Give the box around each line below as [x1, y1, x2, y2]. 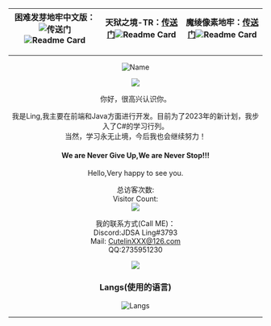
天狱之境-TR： [105, 17, 162, 27]
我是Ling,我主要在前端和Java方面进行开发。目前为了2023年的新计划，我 [11, 111, 252, 120]
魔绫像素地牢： [185, 17, 243, 27]
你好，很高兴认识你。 [100, 94, 171, 103]
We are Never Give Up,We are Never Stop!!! [61, 150, 210, 160]
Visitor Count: [112, 194, 159, 204]
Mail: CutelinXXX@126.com [90, 236, 181, 246]
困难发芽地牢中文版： [14, 12, 95, 23]
